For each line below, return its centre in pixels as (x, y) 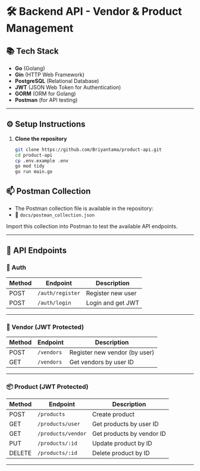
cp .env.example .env (41, 161)
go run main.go (34, 172)
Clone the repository (41, 138)
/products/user (59, 424)
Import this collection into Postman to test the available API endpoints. (92, 226)
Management (40, 28)
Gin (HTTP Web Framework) (50, 75)
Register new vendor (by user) (112, 352)
